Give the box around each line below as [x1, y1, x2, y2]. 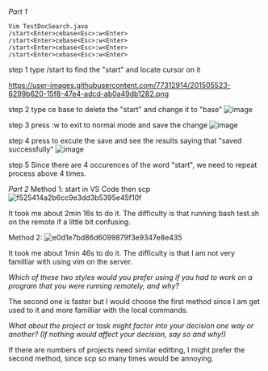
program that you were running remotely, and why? [8, 281, 180, 290]
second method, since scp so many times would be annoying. [8, 354, 214, 363]
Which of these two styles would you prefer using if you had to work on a [8, 273, 253, 281]
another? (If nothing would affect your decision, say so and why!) [8, 330, 226, 339]
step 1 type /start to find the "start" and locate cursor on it [8, 65, 201, 74]
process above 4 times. [8, 169, 86, 178]
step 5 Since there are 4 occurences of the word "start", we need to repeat [8, 160, 258, 169]
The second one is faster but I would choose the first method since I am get [8, 297, 261, 306]
